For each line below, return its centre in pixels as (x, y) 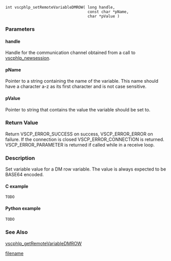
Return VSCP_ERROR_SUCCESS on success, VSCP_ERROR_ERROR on (79, 134)
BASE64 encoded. (25, 175)
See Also (17, 232)
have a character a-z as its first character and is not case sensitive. (76, 86)
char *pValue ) (104, 16)
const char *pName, (108, 12)
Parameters (20, 29)
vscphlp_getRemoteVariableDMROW (44, 243)
